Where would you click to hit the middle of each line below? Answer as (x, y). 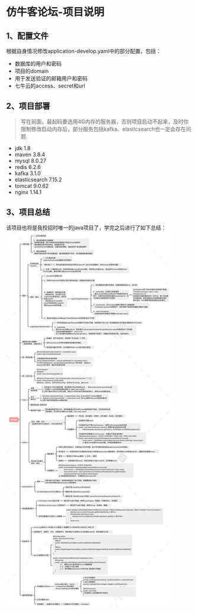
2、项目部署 (28, 106)
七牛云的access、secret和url (50, 86)
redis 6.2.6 (28, 167)
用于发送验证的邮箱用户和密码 (51, 78)
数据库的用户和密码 (38, 64)
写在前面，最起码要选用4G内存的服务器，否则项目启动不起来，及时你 (105, 121)
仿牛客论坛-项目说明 (55, 12)
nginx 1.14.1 (28, 192)
